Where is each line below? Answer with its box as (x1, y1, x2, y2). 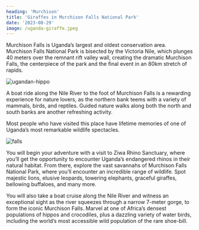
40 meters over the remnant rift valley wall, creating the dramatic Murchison (6, 54, 192, 61)
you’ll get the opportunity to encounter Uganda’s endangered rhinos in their (6, 155, 191, 163)
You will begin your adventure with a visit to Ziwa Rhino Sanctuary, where (6, 149, 185, 156)
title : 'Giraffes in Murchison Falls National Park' (6, 14, 139, 20)
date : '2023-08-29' (6, 20, 54, 25)
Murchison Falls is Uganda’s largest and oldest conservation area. (6, 41, 167, 49)
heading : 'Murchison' (6, 8, 60, 15)
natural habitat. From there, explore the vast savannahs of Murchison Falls (6, 162, 187, 169)
